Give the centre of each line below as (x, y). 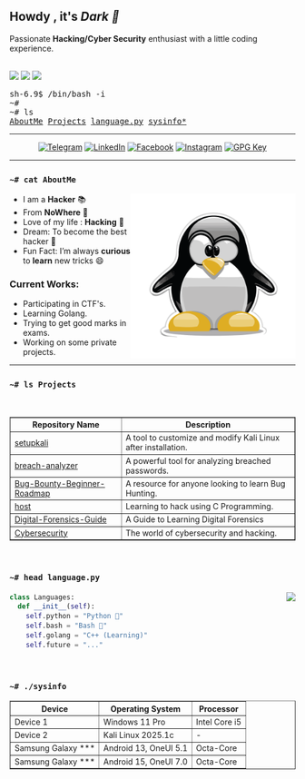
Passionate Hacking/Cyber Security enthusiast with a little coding (133, 38)
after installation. (157, 448)
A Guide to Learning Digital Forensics (195, 519)
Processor (218, 708)
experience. (32, 48)
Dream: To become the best (74, 232)
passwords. (148, 470)
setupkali (32, 442)
